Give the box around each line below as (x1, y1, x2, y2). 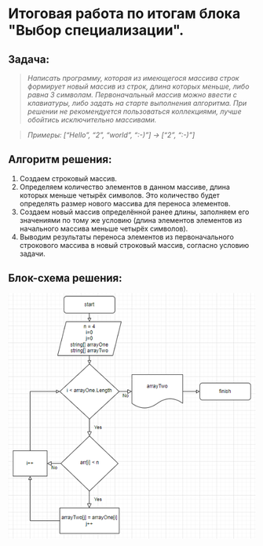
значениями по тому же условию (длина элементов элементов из (19, 215, 243, 224)
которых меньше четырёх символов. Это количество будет (19, 190, 220, 200)
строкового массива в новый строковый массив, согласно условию (19, 240, 250, 249)
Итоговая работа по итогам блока (8, 5, 241, 23)
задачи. (19, 249, 46, 258)
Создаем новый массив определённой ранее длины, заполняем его (19, 207, 250, 217)
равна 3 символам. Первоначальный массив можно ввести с (27, 90, 237, 99)
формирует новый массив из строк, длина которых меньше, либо (27, 82, 250, 91)
